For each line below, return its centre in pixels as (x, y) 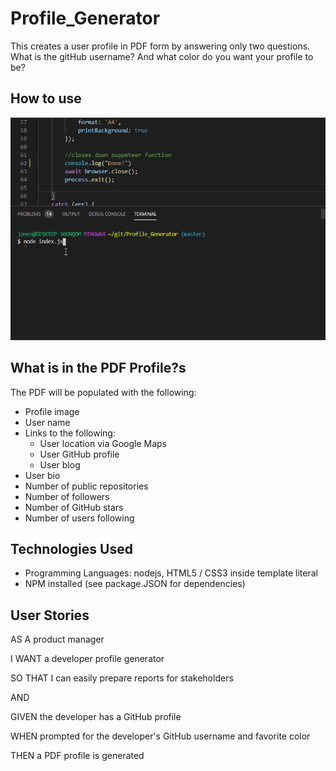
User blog (60, 464)
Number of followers (67, 496)
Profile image (52, 411)
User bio (42, 475)
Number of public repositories (86, 486)
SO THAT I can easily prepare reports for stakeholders (122, 678)
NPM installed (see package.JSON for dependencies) (135, 584)
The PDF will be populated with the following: (103, 392)
